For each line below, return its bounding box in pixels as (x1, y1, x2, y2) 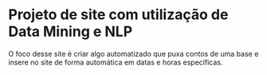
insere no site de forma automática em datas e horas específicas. (8, 57, 223, 67)
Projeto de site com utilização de (8, 6, 229, 24)
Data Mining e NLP (8, 22, 133, 41)
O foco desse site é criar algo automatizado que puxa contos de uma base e (8, 49, 259, 58)
